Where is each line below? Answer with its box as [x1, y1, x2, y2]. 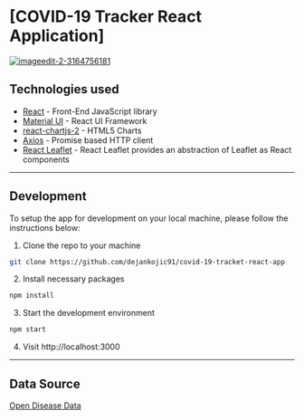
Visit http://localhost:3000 [22, 341, 120, 352]
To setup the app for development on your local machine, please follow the [9, 213, 289, 224]
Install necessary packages [22, 273, 125, 284]
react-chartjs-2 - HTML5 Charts [22, 125, 142, 136]
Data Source [9, 376, 81, 391]
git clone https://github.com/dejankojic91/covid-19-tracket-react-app [9, 257, 285, 266]
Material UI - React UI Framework [22, 115, 147, 126]
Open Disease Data [9, 400, 81, 411]
